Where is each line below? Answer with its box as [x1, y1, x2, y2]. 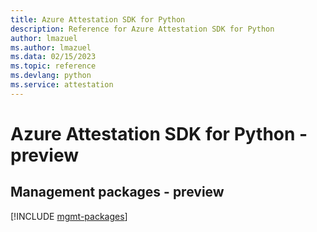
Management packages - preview [10, 184, 225, 201]
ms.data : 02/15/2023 [10, 52, 97, 62]
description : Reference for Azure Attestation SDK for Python [10, 24, 275, 34]
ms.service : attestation [10, 80, 114, 90]
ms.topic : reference [10, 61, 97, 71]
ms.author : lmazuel [10, 42, 92, 53]
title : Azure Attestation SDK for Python [10, 14, 186, 25]
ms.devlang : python [10, 71, 92, 81]
